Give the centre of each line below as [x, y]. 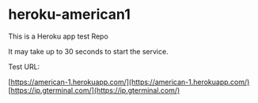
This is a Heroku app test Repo [58, 36]
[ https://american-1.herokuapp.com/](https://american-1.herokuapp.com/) [129, 82]
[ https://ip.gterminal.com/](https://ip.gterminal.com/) [94, 90]
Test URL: [24, 66]
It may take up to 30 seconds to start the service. [88, 51]
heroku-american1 [69, 15]
